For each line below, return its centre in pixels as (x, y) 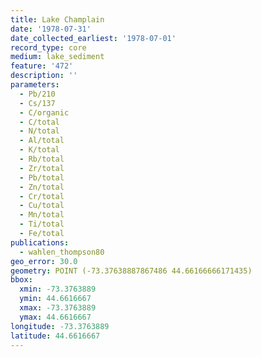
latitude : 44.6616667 (55, 336)
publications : (40, 242)
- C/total (39, 122)
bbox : (21, 280)
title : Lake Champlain (57, 19)
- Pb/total (42, 177)
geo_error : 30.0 (44, 261)
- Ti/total (42, 224)
